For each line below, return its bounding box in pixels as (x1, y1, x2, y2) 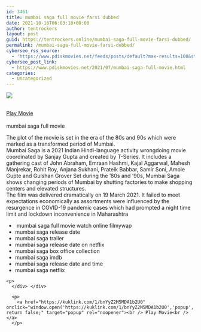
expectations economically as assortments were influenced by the (6, 198, 170, 205)
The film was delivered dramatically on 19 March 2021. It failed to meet (6, 191, 181, 198)
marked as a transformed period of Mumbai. (6, 140, 115, 147)
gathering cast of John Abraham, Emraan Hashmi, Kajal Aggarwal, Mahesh (6, 159, 190, 167)
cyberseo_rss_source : (6, 48, 60, 54)
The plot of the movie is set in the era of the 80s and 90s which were (6, 134, 176, 141)
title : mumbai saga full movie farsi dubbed (6, 14, 119, 20)
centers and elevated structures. (6, 185, 87, 192)
